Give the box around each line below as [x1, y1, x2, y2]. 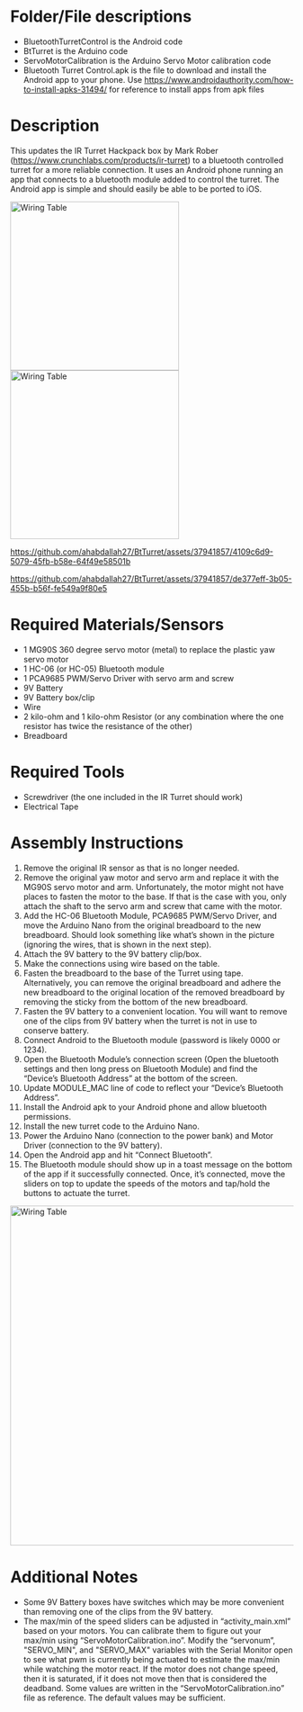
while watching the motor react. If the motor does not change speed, [22, 1663, 279, 1674]
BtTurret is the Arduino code [22, 45, 129, 56]
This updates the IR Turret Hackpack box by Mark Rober [10, 145, 218, 156]
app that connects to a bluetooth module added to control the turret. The [10, 174, 280, 185]
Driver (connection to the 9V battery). [22, 1140, 163, 1150]
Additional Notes [10, 1566, 138, 1587]
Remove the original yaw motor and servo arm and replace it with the [22, 871, 280, 883]
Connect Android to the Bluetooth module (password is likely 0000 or [22, 1034, 281, 1045]
